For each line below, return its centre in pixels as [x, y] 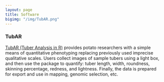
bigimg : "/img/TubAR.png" [32, 19]
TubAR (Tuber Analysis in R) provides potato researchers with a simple [78, 47]
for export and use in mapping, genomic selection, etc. [62, 74]
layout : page [19, 10]
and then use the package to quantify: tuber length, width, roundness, [77, 63]
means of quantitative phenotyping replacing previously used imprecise [79, 52]
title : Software [22, 14]
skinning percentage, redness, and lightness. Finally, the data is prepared [81, 68]
